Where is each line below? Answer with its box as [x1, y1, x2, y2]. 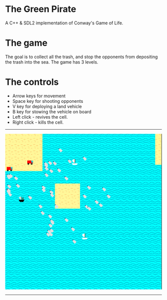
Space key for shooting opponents [12, 98, 83, 104]
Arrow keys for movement [12, 93, 66, 99]
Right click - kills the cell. [12, 119, 64, 125]
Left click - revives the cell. [12, 114, 68, 120]
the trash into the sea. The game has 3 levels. [5, 59, 98, 65]
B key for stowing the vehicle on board [12, 108, 91, 115]
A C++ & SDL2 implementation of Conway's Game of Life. [5, 20, 123, 26]
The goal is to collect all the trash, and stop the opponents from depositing [5, 54, 158, 60]
